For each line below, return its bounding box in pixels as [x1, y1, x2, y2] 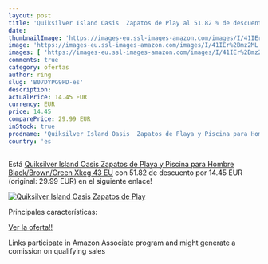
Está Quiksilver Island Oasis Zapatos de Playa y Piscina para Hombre [8, 159, 235, 169]
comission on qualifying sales [8, 246, 106, 255]
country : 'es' [8, 137, 56, 146]
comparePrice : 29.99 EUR [8, 115, 91, 123]
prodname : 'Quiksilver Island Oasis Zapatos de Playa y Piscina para [8, 130, 248, 138]
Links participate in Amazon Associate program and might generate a [8, 238, 236, 247]
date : [8, 26, 26, 34]
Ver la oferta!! [8, 222, 53, 231]
